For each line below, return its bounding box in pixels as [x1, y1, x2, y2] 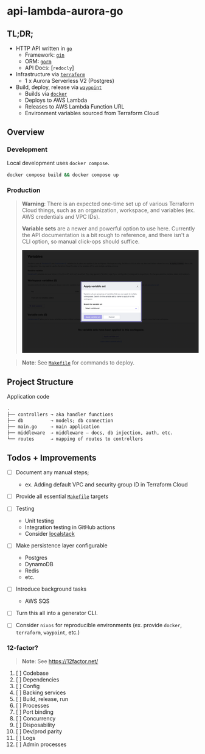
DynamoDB [24, 561, 54, 568]
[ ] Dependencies [15, 675, 60, 683]
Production [7, 186, 41, 194]
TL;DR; [7, 29, 34, 39]
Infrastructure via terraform [15, 71, 86, 77]
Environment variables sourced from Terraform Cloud [24, 110, 159, 116]
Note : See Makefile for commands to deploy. [21, 359, 135, 366]
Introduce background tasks [15, 585, 87, 592]
